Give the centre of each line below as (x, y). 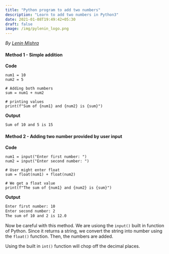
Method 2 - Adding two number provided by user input (64, 136)
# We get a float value (30, 183)
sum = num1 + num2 (25, 93)
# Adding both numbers (29, 89)
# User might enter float (32, 170)
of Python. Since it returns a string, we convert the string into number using (84, 231)
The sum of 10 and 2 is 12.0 (36, 216)
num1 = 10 (16, 75)
